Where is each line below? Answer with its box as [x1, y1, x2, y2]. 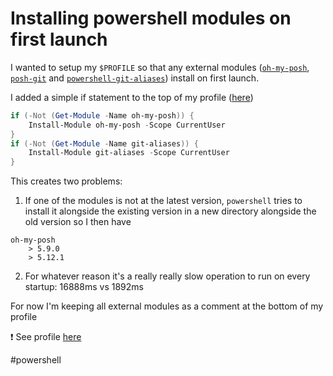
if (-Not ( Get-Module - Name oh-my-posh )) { [10, 110, 195, 121]
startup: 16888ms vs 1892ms [24, 281, 144, 293]
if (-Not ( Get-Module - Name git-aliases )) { [10, 138, 199, 149]
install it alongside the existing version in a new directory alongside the [24, 205, 317, 217]
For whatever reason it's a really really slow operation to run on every [24, 270, 311, 282]
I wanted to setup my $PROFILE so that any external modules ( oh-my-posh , [10, 61, 310, 73]
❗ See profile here [10, 331, 82, 343]
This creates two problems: [10, 175, 123, 187]
